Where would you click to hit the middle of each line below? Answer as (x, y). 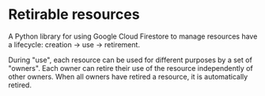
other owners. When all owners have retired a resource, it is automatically (128, 76)
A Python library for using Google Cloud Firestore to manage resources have (133, 36)
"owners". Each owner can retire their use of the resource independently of (131, 68)
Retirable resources (74, 15)
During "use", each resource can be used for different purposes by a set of (131, 60)
